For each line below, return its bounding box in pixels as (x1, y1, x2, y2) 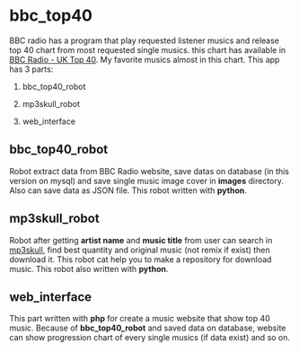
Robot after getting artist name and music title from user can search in (9, 234, 273, 245)
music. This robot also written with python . (9, 263, 169, 274)
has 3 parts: (9, 64, 54, 75)
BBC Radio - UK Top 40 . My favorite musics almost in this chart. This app (9, 54, 280, 65)
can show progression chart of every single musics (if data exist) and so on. (9, 332, 290, 343)
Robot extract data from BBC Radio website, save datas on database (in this (9, 165, 290, 176)
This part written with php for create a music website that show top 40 (9, 313, 271, 324)
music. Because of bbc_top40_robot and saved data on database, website (9, 322, 286, 333)
